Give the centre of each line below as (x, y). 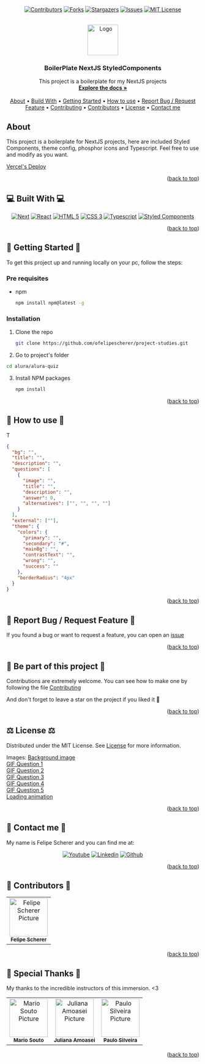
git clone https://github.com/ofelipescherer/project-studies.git (102, 343)
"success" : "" (41, 566)
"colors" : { (32, 532)
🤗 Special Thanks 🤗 (44, 973)
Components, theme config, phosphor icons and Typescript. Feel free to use (103, 148)
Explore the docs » (103, 88)
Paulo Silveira (120, 1040)
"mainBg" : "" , (41, 549)
